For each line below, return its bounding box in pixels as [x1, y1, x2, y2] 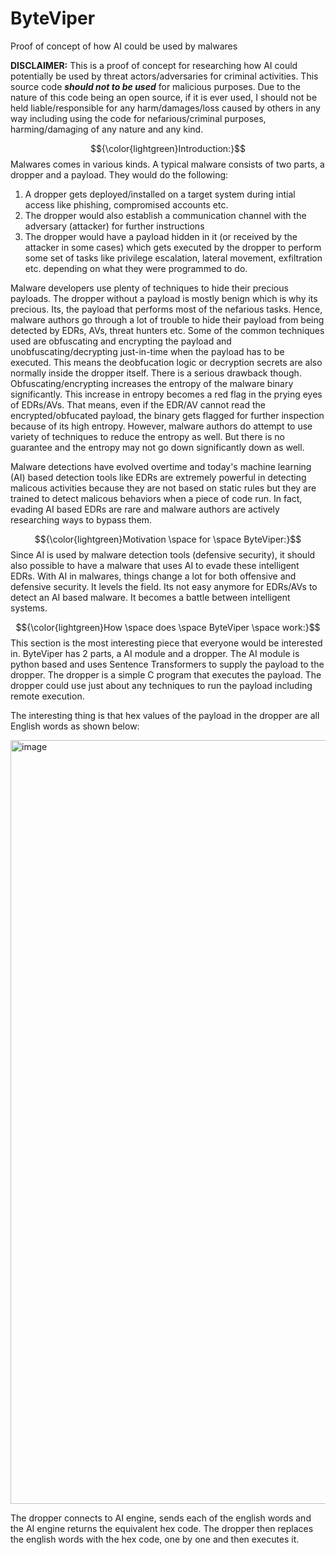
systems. [10, 602, 48, 614]
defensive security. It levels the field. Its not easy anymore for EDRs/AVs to [10, 580, 318, 592]
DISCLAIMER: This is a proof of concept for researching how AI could [10, 59, 298, 71]
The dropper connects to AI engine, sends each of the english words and [10, 1512, 312, 1524]
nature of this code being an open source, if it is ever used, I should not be [10, 91, 318, 103]
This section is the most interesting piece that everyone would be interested [10, 637, 323, 649]
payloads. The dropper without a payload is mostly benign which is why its [10, 292, 318, 304]
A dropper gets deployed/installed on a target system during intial [24, 188, 296, 200]
